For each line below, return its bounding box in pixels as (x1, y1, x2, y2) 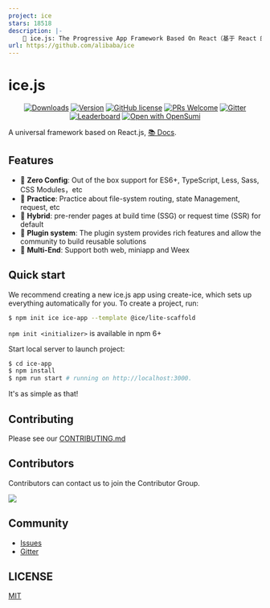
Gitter (19, 546, 39, 556)
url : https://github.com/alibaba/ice (8, 42, 135, 50)
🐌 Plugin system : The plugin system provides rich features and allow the (19, 228, 261, 237)
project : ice (8, 11, 52, 20)
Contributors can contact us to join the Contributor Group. (8, 478, 201, 487)
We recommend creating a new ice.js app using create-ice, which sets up (8, 290, 252, 299)
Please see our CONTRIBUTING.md (8, 433, 126, 443)
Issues (19, 538, 43, 548)
